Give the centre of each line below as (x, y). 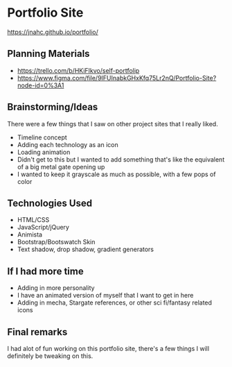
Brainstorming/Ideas (53, 107)
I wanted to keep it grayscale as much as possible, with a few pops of (116, 174)
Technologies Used (50, 203)
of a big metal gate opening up (61, 167)
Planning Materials (48, 54)
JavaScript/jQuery (43, 228)
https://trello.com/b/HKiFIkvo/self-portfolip (78, 70)
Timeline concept (42, 137)
